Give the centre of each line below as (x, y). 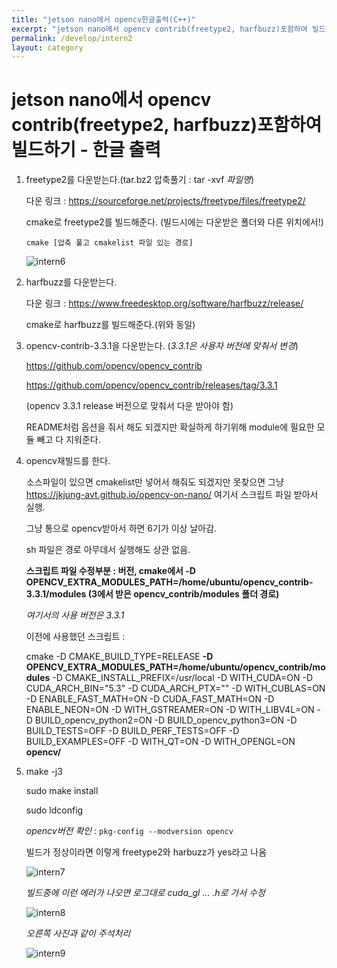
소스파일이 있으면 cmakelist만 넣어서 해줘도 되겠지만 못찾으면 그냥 (154, 482)
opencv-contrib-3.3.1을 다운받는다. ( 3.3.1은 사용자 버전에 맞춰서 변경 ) (162, 346)
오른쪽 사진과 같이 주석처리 (78, 933)
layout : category (47, 47)
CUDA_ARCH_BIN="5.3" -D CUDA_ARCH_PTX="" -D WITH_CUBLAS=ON (175, 688)
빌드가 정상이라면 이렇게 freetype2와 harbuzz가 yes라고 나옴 (146, 852)
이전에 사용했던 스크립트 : (75, 637)
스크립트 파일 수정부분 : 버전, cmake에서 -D (110, 571)
